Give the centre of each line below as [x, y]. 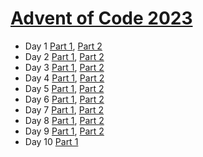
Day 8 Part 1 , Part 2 [64, 120]
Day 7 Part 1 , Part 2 [64, 109]
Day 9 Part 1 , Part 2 [64, 131]
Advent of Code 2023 [101, 18]
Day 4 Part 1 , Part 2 [64, 78]
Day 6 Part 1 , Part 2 [64, 99]
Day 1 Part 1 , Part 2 [63, 46]
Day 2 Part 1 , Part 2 [64, 56]
